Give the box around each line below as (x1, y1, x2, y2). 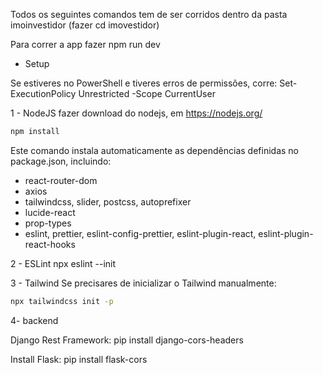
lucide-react (24, 206, 76, 218)
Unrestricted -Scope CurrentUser (78, 88, 216, 99)
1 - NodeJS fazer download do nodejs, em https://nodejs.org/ (10, 107, 263, 119)
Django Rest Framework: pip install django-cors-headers (10, 334, 244, 346)
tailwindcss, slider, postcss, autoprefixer (24, 195, 192, 208)
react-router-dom (24, 174, 98, 186)
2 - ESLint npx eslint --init (10, 257, 117, 269)
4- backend (10, 314, 59, 326)
